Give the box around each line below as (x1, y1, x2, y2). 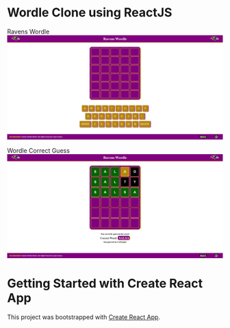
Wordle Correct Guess (7, 147, 71, 155)
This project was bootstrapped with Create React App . (7, 313, 161, 321)
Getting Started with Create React (7, 275, 203, 291)
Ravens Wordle (7, 27, 50, 36)
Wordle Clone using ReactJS (7, 5, 172, 21)
